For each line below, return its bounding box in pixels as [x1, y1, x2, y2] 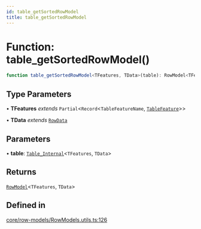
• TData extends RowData [6, 117, 68, 124]
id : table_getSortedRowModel [6, 8, 79, 15]
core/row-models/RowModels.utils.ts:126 [6, 216, 108, 223]
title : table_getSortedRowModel [6, 14, 87, 20]
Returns [6, 167, 37, 177]
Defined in [6, 200, 46, 210]
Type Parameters [6, 89, 72, 99]
